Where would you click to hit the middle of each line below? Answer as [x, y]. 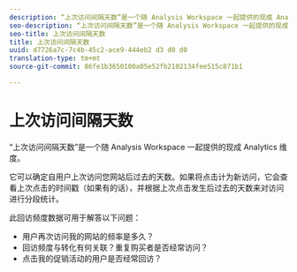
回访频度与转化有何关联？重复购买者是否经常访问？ [115, 247]
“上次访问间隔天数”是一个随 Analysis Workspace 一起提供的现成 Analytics [143, 147]
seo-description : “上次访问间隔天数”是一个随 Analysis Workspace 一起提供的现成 [149, 26]
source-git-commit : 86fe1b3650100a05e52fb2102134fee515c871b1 [126, 67]
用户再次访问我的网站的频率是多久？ [88, 236]
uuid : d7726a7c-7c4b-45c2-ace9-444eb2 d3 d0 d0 [99, 50]
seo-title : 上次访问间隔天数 [57, 34]
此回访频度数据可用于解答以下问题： [75, 217]
